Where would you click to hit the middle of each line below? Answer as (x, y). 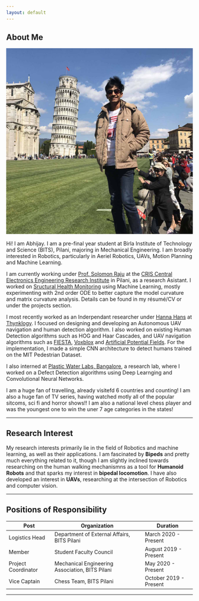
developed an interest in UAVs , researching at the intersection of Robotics (97, 479)
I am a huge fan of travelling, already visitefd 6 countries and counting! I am (98, 390)
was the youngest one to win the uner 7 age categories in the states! (90, 409)
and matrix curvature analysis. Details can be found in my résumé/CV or (94, 299)
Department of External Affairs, (92, 535)
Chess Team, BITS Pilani (84, 581)
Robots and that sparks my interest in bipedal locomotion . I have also (91, 473)
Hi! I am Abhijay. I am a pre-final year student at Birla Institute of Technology (99, 243)
